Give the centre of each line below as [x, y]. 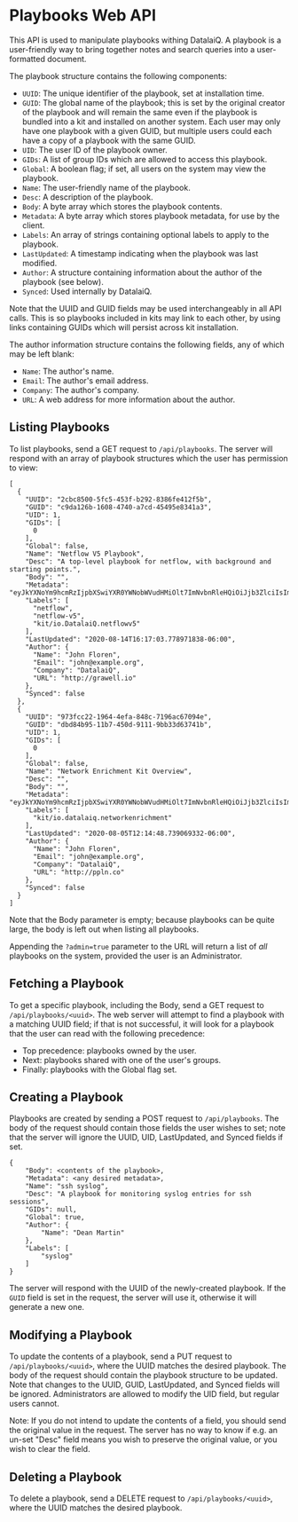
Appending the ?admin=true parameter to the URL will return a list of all [138, 946]
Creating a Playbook [67, 1097]
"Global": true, [55, 1218]
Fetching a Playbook [67, 984]
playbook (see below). [63, 281]
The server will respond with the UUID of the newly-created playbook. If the [148, 1289]
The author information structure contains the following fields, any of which [147, 344]
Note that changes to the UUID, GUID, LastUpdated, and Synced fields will [145, 1384]
